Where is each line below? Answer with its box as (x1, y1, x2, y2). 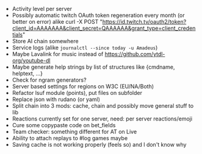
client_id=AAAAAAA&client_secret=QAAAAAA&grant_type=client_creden (12, 24, 196, 32)
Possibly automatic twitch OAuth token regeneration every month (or (12, 12, 185, 19)
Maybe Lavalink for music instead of (12, 51, 104, 57)
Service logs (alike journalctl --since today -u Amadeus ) (12, 44, 158, 51)
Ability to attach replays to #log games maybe (12, 135, 128, 142)
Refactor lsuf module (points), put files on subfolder (12, 89, 142, 96)
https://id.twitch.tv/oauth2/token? (102, 18, 187, 25)
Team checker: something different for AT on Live (12, 128, 137, 135)
